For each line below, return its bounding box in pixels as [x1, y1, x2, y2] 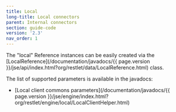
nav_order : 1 [6, 36, 38, 41]
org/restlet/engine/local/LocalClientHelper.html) [14, 99, 130, 106]
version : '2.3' [6, 30, 43, 36]
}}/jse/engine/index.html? [47, 93, 109, 100]
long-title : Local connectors [6, 14, 80, 20]
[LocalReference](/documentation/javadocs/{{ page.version [6, 58, 150, 65]
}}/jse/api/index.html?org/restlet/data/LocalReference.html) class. [6, 64, 164, 71]
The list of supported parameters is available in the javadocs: [6, 75, 153, 82]
